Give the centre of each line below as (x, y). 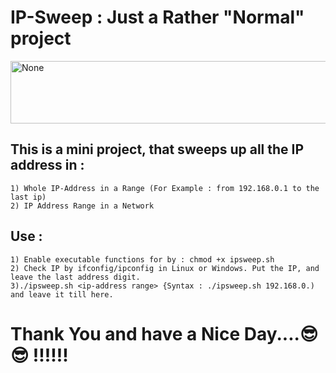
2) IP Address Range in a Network (82, 206)
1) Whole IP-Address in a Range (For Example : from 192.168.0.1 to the (165, 188)
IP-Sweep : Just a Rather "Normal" (157, 17)
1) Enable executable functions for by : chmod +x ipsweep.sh (142, 259)
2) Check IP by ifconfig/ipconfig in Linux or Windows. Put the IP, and (165, 268)
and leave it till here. (62, 294)
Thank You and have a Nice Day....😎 (164, 333)
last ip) (28, 197)
